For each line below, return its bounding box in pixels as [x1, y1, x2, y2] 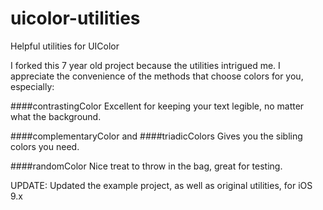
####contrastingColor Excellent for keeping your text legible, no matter [10, 100, 305, 112]
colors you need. [10, 140, 80, 152]
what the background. [10, 110, 102, 122]
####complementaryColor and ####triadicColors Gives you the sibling [10, 130, 303, 142]
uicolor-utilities [10, 7, 141, 30]
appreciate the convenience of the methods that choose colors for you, [10, 70, 304, 82]
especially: [10, 80, 55, 92]
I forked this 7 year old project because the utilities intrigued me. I [10, 59, 281, 71]
